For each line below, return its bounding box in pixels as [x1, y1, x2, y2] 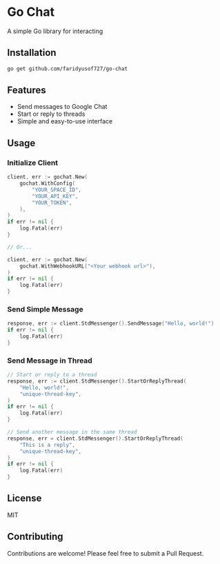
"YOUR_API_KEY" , [32, 192, 79, 200]
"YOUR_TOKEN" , [32, 199, 72, 206]
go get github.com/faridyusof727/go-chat [7, 65, 128, 72]
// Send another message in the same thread [7, 429, 137, 436]
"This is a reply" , [19, 441, 76, 448]
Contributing [7, 531, 63, 543]
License [7, 492, 42, 504]
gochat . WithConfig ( [19, 180, 76, 187]
